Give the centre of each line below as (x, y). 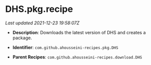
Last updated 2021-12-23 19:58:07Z (42, 23)
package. (22, 38)
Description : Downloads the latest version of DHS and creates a (79, 32)
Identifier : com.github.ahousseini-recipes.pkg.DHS (65, 47)
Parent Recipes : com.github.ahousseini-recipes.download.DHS (77, 57)
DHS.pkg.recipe (39, 9)
